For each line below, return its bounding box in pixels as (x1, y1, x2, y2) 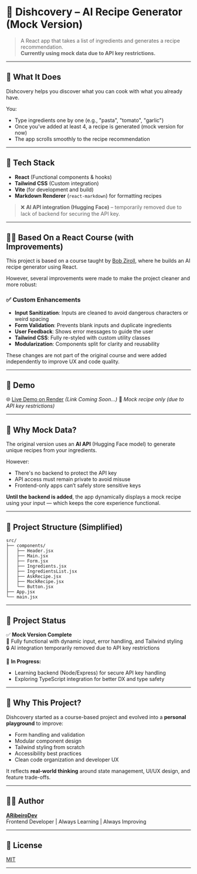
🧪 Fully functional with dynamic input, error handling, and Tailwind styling (6, 638, 183, 645)
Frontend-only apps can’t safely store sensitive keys (14, 482, 141, 489)
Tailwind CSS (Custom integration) (14, 179, 99, 187)
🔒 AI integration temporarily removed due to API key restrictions (6, 644, 160, 651)
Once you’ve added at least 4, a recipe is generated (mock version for (14, 123, 184, 130)
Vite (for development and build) (14, 186, 94, 193)
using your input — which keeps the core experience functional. (6, 500, 161, 507)
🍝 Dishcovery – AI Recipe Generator (6, 5, 183, 19)
